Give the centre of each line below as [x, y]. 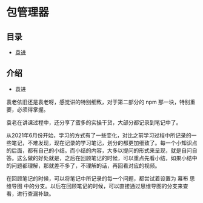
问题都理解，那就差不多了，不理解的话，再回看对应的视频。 [86, 165]
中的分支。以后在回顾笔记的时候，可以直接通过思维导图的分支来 [103, 186]
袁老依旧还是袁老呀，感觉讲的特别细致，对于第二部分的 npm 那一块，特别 [98, 102]
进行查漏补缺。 [35, 193]
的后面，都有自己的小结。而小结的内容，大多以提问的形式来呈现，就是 [94, 150]
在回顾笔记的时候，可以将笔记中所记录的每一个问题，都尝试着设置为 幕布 [97, 178]
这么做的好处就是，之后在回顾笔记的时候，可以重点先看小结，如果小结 [104, 158]
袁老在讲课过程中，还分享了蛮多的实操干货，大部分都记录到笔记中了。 [94, 122]
